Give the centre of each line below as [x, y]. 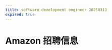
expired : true [20, 14]
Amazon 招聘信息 [42, 41]
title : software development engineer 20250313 [56, 10]
